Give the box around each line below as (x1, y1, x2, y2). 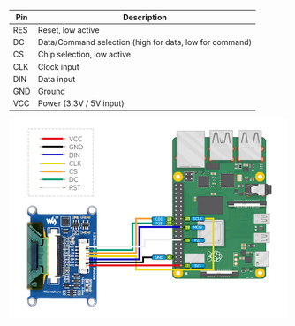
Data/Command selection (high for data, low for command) (38, 37, 253, 47)
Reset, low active (38, 24, 100, 35)
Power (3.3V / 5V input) (38, 98, 125, 109)
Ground (38, 86, 66, 96)
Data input (38, 73, 76, 84)
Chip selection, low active (38, 49, 131, 60)
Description (123, 11, 168, 22)
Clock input (38, 61, 79, 72)
